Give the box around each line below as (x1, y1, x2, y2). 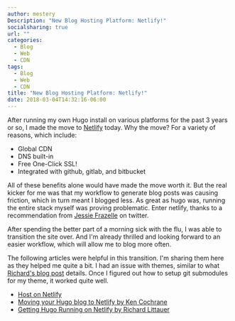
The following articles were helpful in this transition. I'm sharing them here (7, 254, 224, 262)
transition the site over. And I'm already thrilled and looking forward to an (7, 232, 221, 241)
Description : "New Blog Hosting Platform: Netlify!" (7, 17, 167, 24)
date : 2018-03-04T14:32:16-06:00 (7, 97, 106, 104)
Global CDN (17, 145, 53, 153)
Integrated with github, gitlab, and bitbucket (17, 168, 146, 175)
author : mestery (7, 10, 55, 18)
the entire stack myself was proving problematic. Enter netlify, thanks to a (7, 204, 222, 212)
